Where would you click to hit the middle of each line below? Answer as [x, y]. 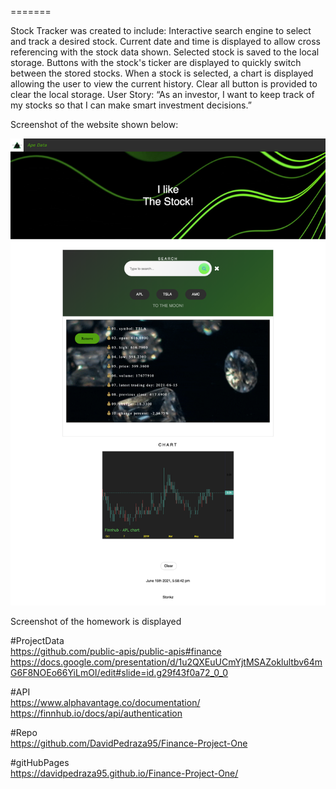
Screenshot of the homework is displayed [96, 621]
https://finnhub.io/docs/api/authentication [96, 713]
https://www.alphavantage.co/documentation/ [105, 702]
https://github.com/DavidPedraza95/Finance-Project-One [129, 743]
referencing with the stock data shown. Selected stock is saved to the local [165, 52]
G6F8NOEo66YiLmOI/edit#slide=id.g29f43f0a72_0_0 [119, 672]
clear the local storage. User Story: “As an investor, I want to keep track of [162, 94]
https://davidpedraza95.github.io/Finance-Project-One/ [124, 773]
